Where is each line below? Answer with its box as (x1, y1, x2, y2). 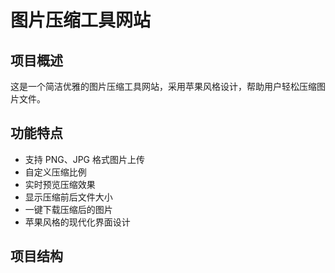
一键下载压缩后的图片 (24, 203, 113, 215)
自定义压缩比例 (24, 166, 87, 178)
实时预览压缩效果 (24, 178, 96, 190)
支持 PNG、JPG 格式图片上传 (24, 153, 145, 165)
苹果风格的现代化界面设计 (24, 216, 131, 228)
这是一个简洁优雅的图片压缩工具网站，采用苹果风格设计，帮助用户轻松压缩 (10, 81, 317, 92)
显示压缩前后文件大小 (24, 191, 113, 203)
